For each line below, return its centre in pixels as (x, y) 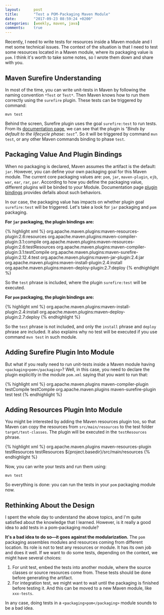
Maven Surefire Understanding (53, 78)
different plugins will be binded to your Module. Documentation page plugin (81, 187)
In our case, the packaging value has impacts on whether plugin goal (75, 202)
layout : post (24, 10)
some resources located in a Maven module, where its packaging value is (79, 52)
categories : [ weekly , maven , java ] (42, 23)
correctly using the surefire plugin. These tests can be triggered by (74, 100)
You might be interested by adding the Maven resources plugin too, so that (80, 421)
